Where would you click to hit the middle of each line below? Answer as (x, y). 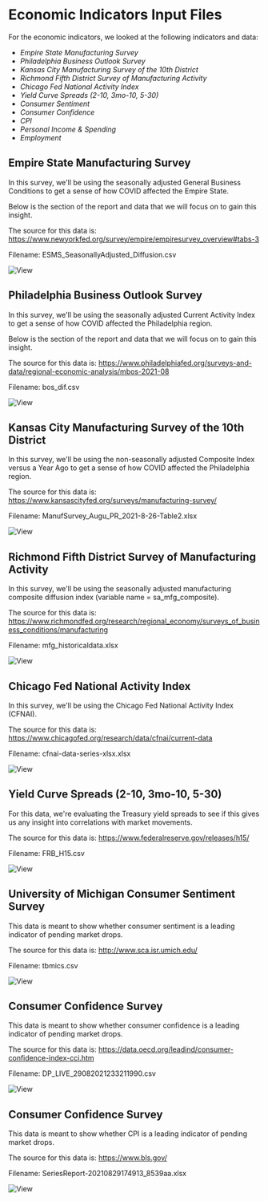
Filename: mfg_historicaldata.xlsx (63, 645)
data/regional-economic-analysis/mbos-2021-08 (89, 371)
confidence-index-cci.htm (51, 1058)
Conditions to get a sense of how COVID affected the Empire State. (119, 191)
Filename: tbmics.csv (43, 965)
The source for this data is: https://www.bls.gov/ (88, 1158)
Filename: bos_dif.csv (44, 387)
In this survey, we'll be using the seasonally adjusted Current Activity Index (132, 314)
